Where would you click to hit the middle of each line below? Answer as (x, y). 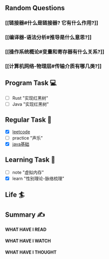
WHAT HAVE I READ (26, 230)
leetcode (21, 132)
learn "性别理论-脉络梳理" (38, 178)
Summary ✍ (25, 215)
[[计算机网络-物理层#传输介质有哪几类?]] (53, 66)
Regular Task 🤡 (28, 120)
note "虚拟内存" (28, 172)
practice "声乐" (27, 138)
